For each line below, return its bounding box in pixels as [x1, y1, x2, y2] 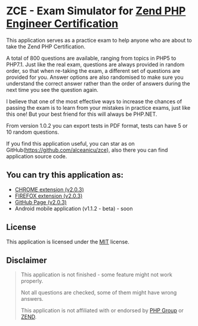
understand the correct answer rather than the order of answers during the [6, 79, 190, 87]
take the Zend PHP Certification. [6, 43, 85, 50]
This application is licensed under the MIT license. [6, 238, 130, 245]
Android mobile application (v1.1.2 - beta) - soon [14, 205, 133, 212]
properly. [20, 278, 44, 285]
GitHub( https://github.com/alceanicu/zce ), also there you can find [6, 146, 168, 153]
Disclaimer [6, 255, 47, 265]
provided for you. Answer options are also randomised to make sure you [6, 73, 184, 81]
